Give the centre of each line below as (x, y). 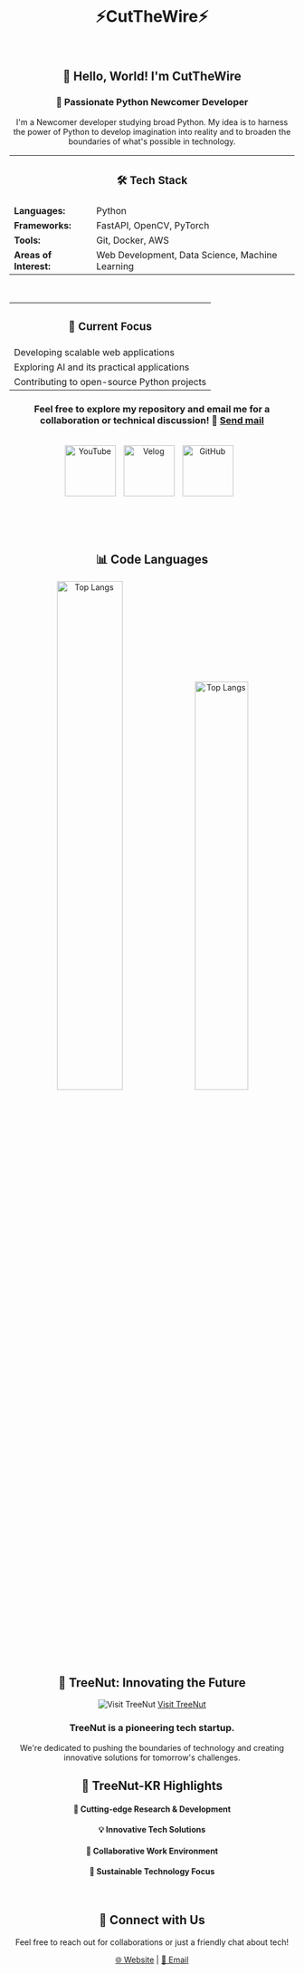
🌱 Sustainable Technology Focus (152, 1872)
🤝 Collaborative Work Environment (152, 1851)
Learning (115, 266)
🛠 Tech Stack (152, 180)
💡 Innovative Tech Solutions (152, 1830)
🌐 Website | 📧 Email (152, 1959)
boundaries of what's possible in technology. (152, 141)
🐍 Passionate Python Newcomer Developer (152, 102)
